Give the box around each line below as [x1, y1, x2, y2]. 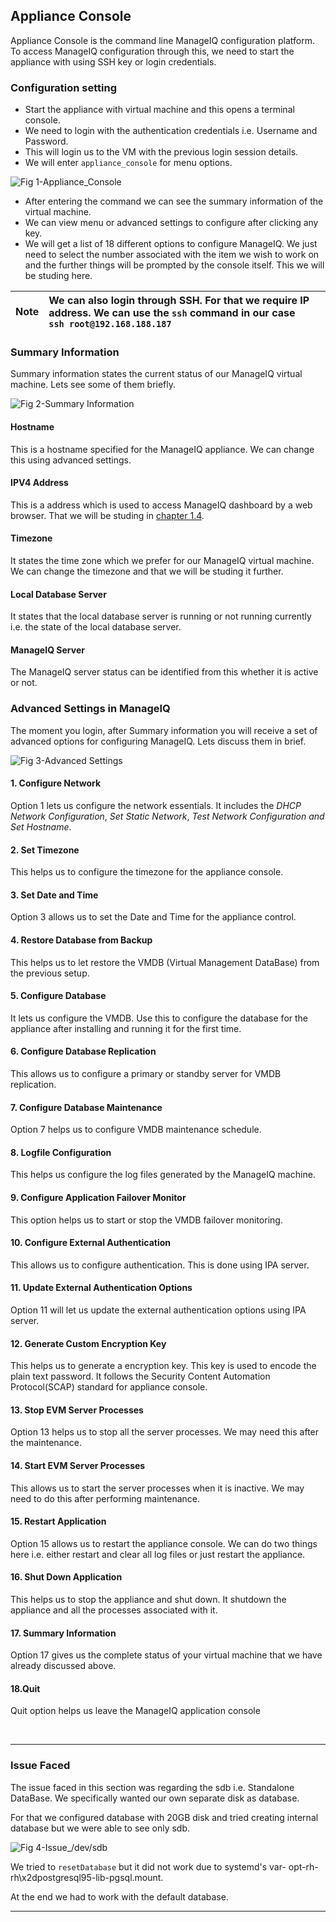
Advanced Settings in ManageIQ [10, 702, 171, 716]
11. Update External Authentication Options [10, 1282, 193, 1294]
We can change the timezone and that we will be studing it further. [10, 565, 284, 578]
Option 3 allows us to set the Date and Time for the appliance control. [10, 911, 297, 923]
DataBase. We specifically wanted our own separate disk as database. [10, 1792, 300, 1804]
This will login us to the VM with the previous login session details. [24, 146, 299, 158]
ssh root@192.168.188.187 [48, 319, 172, 330]
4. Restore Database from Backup [10, 934, 153, 946]
